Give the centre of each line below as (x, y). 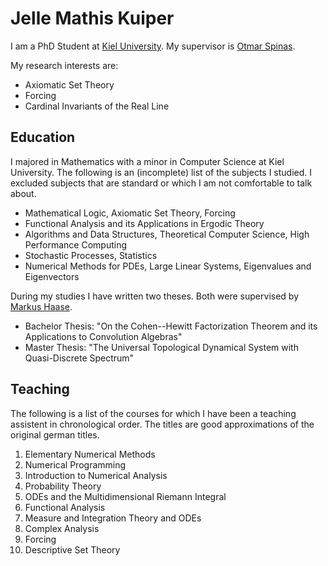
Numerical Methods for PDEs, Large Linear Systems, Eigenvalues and (168, 266)
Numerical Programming (75, 464)
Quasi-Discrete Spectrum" (79, 358)
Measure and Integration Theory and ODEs (113, 518)
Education (43, 137)
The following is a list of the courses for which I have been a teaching (153, 413)
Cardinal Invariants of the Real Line (97, 106)
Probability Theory (63, 486)
